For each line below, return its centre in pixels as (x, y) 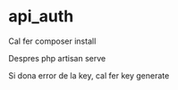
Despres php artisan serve (57, 58)
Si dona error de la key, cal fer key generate (89, 75)
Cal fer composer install (52, 41)
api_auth (41, 16)
